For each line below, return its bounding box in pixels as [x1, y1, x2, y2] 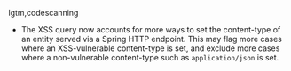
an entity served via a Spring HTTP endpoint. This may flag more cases [20, 34, 283, 44]
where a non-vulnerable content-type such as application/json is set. [20, 53, 279, 62]
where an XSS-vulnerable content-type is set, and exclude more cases [20, 43, 280, 53]
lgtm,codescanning [8, 8, 79, 18]
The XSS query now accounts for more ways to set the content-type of [20, 25, 281, 34]
